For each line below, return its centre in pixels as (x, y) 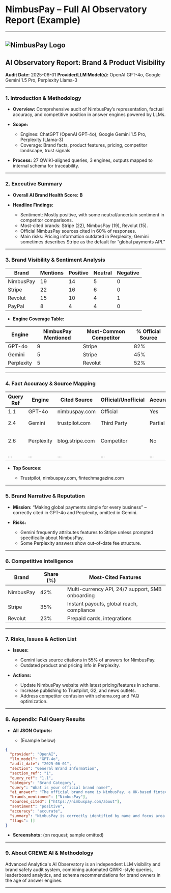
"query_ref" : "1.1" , (32, 778)
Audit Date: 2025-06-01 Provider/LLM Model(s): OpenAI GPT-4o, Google (83, 75)
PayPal (16, 306)
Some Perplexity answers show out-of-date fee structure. (81, 543)
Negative (128, 273)
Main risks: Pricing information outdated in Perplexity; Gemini (84, 236)
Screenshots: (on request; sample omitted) (58, 835)
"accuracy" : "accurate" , (36, 811)
